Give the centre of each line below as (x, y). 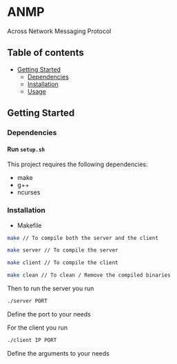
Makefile (29, 225)
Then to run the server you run (51, 289)
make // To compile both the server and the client (83, 238)
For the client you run (38, 327)
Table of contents (45, 53)
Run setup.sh (26, 149)
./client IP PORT (32, 340)
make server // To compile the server (63, 250)
